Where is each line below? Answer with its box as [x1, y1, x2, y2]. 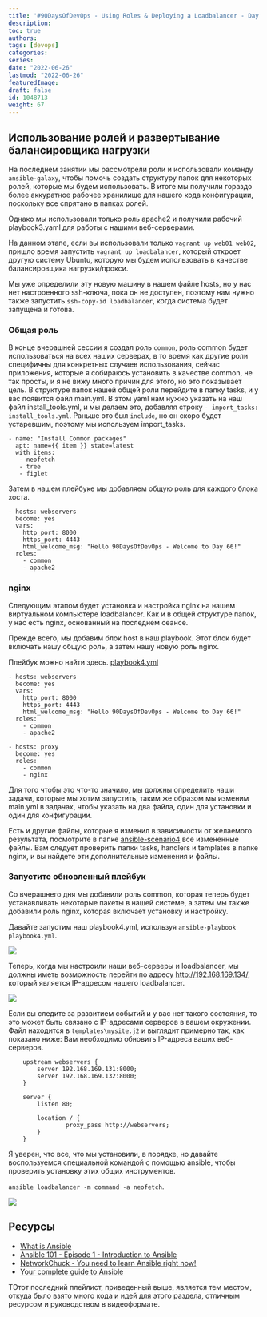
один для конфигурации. [8, 810, 93, 820]
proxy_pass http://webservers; [65, 1121, 170, 1129]
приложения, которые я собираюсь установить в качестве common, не [8, 368, 253, 378]
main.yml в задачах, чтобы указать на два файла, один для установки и [8, 801, 252, 811]
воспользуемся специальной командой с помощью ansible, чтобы [8, 1158, 236, 1167]
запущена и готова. [8, 304, 74, 314]
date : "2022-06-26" [8, 64, 74, 72]
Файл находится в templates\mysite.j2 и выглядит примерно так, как [8, 1026, 245, 1035]
